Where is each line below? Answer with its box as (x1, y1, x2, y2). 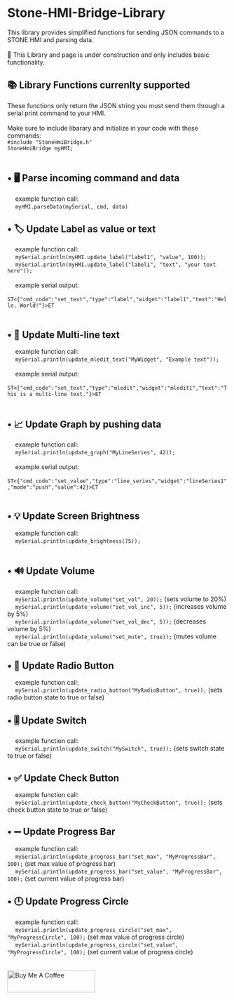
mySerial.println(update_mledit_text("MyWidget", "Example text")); (15, 356, 219, 363)
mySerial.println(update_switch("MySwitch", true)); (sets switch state (15, 744, 225, 753)
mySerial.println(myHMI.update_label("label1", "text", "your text (15, 261, 216, 268)
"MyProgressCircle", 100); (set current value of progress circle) (7, 947, 194, 956)
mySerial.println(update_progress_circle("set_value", (15, 941, 179, 949)
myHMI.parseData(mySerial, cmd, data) (15, 203, 128, 210)
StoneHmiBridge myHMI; (7, 145, 74, 152)
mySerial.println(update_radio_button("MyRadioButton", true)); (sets (15, 686, 223, 695)
